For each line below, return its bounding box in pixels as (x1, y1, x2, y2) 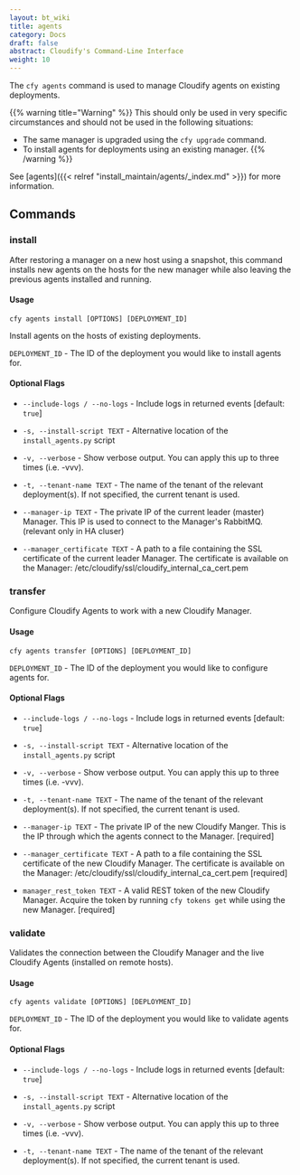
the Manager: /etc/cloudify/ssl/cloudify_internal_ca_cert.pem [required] (22, 867, 288, 878)
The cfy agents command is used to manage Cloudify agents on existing (9, 80, 280, 90)
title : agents (9, 22, 63, 31)
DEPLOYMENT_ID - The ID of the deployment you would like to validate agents (9, 1013, 289, 1024)
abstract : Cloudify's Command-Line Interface (9, 47, 183, 56)
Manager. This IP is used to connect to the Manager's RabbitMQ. (22, 516, 264, 527)
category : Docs (9, 30, 67, 39)
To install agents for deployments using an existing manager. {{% (22, 144, 266, 155)
